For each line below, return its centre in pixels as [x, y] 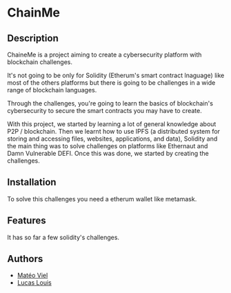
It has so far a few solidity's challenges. [63, 237]
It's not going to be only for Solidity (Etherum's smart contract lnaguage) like [116, 75]
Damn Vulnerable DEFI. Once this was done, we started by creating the [108, 153]
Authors [25, 259]
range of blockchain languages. [52, 90]
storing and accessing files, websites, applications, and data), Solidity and [112, 139]
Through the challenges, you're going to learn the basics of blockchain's [110, 103]
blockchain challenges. [40, 62]
